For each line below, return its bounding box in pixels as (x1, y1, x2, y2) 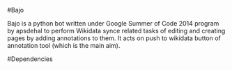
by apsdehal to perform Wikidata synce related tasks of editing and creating (7, 27, 226, 35)
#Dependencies (7, 55, 54, 63)
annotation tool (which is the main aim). (7, 42, 121, 49)
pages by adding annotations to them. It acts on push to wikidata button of (7, 34, 222, 42)
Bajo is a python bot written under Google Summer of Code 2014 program (7, 19, 219, 27)
